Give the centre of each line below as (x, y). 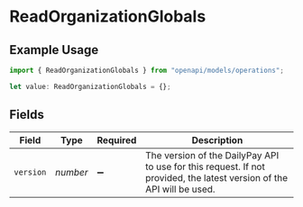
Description (217, 139)
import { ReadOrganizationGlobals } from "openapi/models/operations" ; (147, 70)
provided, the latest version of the (217, 177)
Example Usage (54, 50)
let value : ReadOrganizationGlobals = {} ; (90, 86)
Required (117, 139)
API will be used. (180, 189)
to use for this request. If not (206, 166)
